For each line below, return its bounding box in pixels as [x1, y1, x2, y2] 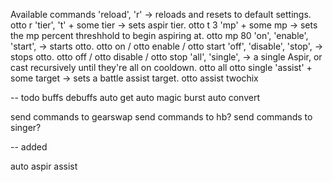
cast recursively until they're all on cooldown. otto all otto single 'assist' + [10, 62, 313, 73]
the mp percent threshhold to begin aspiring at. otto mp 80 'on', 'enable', [10, 30, 309, 41]
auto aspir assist [10, 160, 78, 172]
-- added [10, 141, 48, 153]
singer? [10, 122, 42, 133]
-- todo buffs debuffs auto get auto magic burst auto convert [10, 92, 261, 103]
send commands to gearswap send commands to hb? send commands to [10, 111, 313, 123]
